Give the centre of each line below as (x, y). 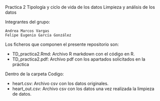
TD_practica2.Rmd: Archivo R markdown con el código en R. (73, 54)
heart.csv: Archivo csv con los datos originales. (60, 84)
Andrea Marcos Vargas (27, 31)
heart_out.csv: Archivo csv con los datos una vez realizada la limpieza (83, 89)
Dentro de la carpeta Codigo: (34, 74)
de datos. (22, 94)
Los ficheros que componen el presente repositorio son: (62, 44)
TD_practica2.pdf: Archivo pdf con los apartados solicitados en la (79, 59)
